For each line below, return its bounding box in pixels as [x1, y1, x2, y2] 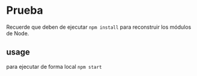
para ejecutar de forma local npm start [6, 63, 102, 70]
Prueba [6, 4, 43, 17]
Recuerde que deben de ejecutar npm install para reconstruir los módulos [6, 23, 192, 31]
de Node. [6, 29, 29, 37]
